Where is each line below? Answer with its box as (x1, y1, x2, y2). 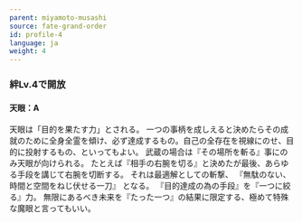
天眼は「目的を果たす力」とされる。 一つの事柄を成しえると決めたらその (9, 124, 281, 135)
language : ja (9, 38, 59, 48)
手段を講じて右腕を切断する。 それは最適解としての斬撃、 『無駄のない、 (16, 169, 291, 180)
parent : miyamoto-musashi (9, 13, 107, 23)
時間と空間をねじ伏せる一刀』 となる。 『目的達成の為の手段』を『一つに (9, 180, 283, 191)
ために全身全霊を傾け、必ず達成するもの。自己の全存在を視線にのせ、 (24, 135, 287, 146)
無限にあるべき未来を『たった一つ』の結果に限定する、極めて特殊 (42, 191, 289, 203)
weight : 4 (9, 47, 47, 56)
